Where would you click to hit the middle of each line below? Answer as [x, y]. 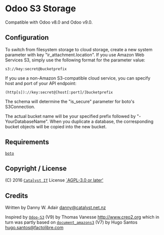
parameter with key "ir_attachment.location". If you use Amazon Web [75, 55]
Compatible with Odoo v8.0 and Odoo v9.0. [49, 22]
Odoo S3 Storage [41, 9]
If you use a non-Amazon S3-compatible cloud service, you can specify [78, 78]
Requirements [27, 142]
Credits [17, 195]
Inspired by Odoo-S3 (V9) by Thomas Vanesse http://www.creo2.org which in [82, 217]
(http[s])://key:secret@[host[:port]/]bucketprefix [59, 92]
